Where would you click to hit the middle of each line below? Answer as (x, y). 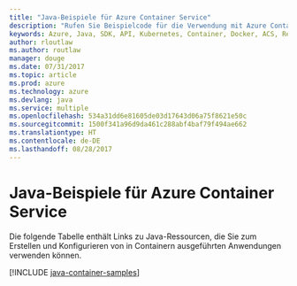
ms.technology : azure (49, 91)
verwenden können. (46, 255)
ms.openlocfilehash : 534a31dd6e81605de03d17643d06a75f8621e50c (128, 116)
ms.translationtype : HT (53, 133)
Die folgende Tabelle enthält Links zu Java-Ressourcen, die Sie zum (133, 236)
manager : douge (37, 58)
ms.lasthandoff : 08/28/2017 (61, 149)
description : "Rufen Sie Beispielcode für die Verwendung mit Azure (138, 26)
